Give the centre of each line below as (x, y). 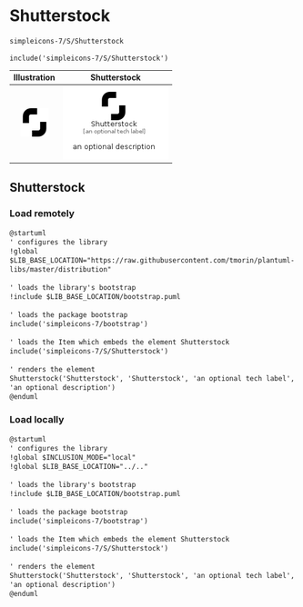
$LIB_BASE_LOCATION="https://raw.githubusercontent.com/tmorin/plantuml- (152, 260)
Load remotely (42, 213)
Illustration (35, 77)
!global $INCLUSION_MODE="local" (73, 458)
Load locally (37, 419)
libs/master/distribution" (61, 269)
